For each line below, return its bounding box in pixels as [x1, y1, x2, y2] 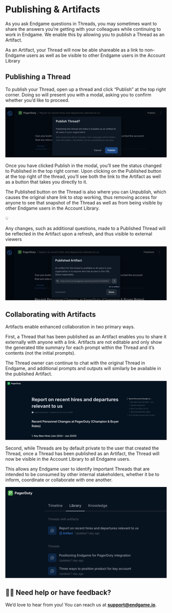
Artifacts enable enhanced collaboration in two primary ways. [5, 324, 135, 330]
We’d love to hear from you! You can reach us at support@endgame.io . [5, 602, 157, 608]
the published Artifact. [5, 371, 53, 377]
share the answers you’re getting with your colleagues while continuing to [5, 26, 161, 32]
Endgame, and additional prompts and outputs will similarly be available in [5, 365, 161, 372]
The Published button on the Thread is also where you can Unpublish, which [5, 189, 166, 195]
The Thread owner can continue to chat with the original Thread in [5, 360, 145, 366]
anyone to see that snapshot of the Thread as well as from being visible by [5, 199, 163, 206]
